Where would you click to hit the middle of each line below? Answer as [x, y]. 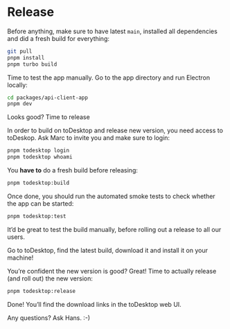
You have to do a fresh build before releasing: [73, 170]
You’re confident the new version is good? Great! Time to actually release [112, 271]
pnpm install [26, 57]
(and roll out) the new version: [50, 278]
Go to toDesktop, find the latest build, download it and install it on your [107, 250]
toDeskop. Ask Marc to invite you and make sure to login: [89, 138]
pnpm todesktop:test [37, 216]
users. [16, 237]
